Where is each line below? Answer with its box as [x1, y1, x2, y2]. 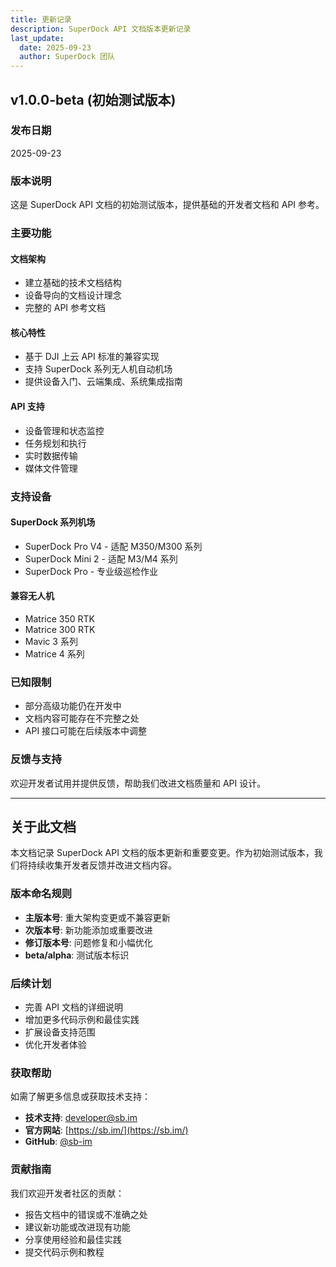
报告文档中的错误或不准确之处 [24, 1208, 148, 1220]
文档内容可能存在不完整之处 [24, 712, 140, 725]
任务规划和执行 [24, 437, 87, 449]
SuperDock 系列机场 [10, 516, 96, 528]
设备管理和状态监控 [24, 424, 105, 436]
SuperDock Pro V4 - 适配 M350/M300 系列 [24, 540, 203, 552]
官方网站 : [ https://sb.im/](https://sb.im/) [24, 1124, 189, 1136]
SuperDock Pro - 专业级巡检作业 [24, 565, 159, 577]
